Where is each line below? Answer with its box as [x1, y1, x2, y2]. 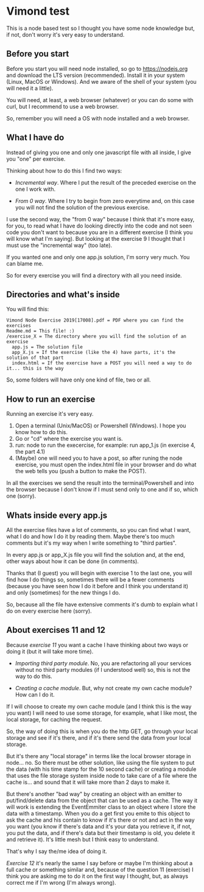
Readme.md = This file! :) [6, 328, 75, 334]
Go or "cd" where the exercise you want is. [15, 435, 123, 443]
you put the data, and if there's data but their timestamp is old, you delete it [6, 829, 195, 836]
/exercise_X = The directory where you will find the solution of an [6, 333, 187, 340]
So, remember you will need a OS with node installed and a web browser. [6, 114, 190, 122]
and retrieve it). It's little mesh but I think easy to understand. [6, 836, 160, 843]
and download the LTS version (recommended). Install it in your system [6, 72, 185, 79]
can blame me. [6, 260, 44, 267]
